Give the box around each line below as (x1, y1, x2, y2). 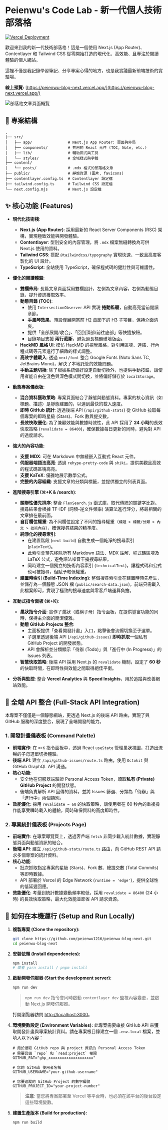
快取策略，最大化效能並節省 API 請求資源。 (32, 895, 121, 902)
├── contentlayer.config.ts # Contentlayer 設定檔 (5, 176, 113, 181)
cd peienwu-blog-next (12, 941, 57, 946)
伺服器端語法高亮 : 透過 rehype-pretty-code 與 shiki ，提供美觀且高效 (19, 460, 161, 466)
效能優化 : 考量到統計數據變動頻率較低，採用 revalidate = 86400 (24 (12, 889, 152, 895)
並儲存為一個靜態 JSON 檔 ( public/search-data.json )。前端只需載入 (19, 581, 161, 587)
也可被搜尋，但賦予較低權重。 (27, 568, 89, 574)
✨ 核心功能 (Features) (5, 201, 73, 210)
